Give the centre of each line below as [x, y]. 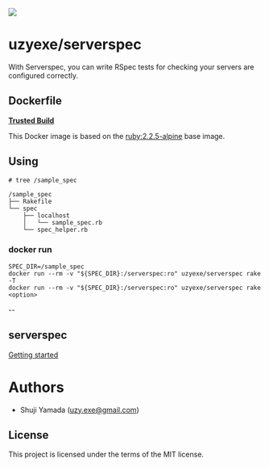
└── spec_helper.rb [56, 229]
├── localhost [46, 215]
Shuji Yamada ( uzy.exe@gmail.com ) [79, 410]
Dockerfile [35, 101]
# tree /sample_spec [43, 180]
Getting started [33, 355]
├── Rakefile [30, 201]
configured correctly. [43, 75]
